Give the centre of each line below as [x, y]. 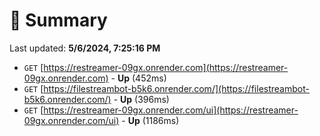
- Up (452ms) [138, 78]
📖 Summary [58, 20]
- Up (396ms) [141, 99]
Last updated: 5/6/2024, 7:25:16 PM [85, 48]
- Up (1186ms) [150, 120]
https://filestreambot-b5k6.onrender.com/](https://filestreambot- [176, 88]
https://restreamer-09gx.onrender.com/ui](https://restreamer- [171, 110]
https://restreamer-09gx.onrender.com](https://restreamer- [166, 67]
